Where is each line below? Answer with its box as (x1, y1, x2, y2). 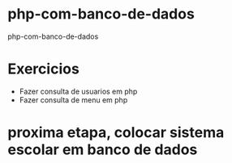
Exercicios (7, 60, 80, 78)
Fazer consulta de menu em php (19, 94, 128, 105)
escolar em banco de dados (7, 140, 198, 159)
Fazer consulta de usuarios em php (19, 86, 138, 96)
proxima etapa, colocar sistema (7, 123, 225, 142)
